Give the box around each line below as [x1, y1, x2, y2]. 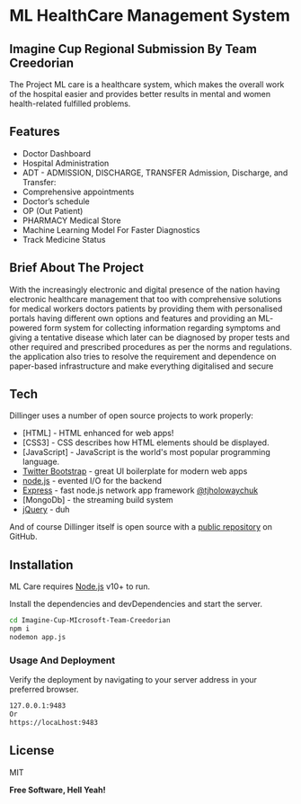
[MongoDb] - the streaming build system [22, 495, 173, 505]
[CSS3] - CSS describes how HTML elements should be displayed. [22, 437, 270, 448]
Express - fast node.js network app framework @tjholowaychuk [22, 485, 259, 496]
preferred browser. [9, 684, 79, 695]
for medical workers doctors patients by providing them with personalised [9, 303, 283, 314]
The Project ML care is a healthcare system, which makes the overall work [9, 79, 285, 90]
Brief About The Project [9, 260, 144, 275]
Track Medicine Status [22, 234, 106, 245]
